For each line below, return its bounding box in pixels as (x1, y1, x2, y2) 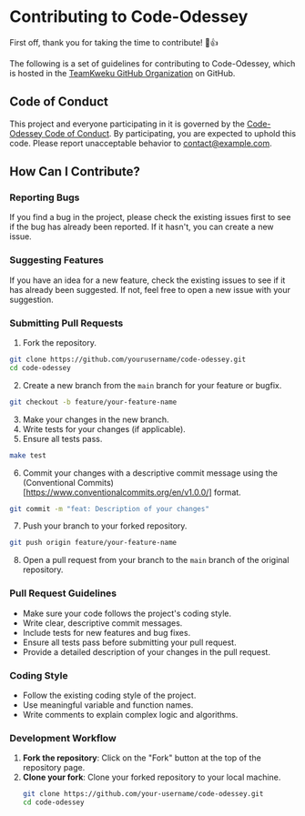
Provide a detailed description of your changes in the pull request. (22, 646, 271, 657)
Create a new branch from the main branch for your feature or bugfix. (22, 379, 282, 390)
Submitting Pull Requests (9, 317, 124, 329)
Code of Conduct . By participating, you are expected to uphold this (44, 127, 297, 138)
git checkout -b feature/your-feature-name (9, 398, 178, 407)
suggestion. (9, 294, 55, 305)
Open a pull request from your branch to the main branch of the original (22, 555, 290, 566)
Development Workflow (9, 731, 117, 744)
